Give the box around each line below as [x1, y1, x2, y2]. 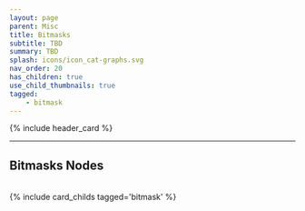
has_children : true [9, 73, 84, 82]
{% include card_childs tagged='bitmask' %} [9, 192, 177, 203]
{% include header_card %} [9, 123, 113, 134]
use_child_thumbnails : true [9, 81, 116, 90]
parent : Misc [9, 22, 59, 31]
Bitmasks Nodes [9, 157, 104, 173]
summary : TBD [9, 47, 59, 56]
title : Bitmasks [9, 30, 71, 39]
